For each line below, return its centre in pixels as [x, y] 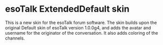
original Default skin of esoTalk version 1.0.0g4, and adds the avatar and [78, 27]
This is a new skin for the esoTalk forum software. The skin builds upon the [81, 22]
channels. [15, 38]
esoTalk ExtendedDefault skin [67, 9]
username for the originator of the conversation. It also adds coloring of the [82, 33]
